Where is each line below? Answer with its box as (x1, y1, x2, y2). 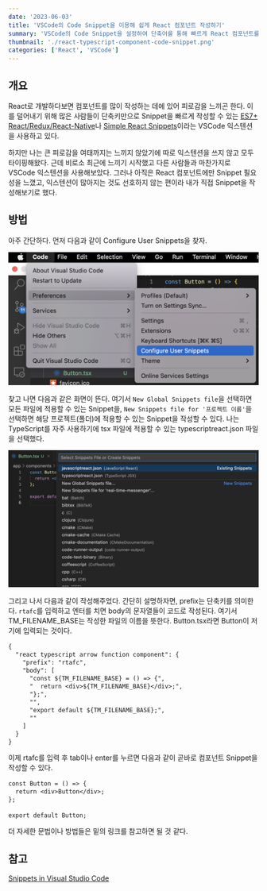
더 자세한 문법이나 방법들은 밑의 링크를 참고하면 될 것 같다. (8, 827, 188, 836)
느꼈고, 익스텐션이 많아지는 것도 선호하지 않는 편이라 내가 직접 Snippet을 (22, 177, 248, 187)
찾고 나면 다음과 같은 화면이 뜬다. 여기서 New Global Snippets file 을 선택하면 (8, 394, 253, 404)
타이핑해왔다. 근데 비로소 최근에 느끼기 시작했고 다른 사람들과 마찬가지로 (8, 157, 231, 167)
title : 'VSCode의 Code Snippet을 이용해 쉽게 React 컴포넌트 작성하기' (8, 21, 226, 29)
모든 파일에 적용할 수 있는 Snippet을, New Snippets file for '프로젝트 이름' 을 (8, 404, 253, 414)
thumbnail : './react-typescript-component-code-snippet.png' (8, 38, 215, 46)
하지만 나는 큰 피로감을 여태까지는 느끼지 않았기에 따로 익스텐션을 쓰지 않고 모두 (8, 148, 254, 157)
